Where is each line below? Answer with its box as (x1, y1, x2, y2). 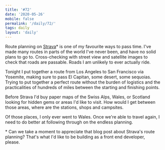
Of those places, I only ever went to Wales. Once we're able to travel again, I (5, 114, 160, 120)
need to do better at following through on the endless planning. (5, 119, 133, 125)
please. (5, 139, 20, 145)
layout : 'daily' (5, 30, 38, 35)
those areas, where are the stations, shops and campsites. (5, 104, 124, 110)
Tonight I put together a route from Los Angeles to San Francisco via (5, 69, 144, 74)
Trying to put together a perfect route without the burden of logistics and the (5, 79, 161, 85)
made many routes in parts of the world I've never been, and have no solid (5, 49, 156, 55)
